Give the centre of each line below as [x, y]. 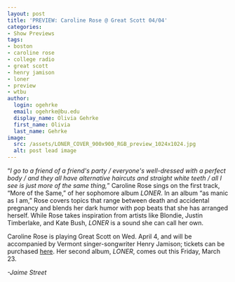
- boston [20, 46]
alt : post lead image [45, 151]
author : [19, 99]
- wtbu [17, 92]
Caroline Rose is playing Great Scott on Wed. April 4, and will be [100, 236]
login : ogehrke [36, 105]
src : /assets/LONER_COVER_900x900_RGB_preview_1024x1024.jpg [105, 145]
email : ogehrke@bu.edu [47, 112]
